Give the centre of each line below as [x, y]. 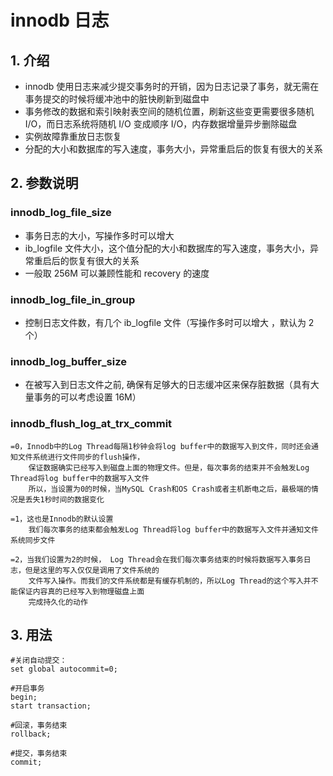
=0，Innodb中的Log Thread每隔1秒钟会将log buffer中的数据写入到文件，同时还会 [161, 446]
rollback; [31, 734]
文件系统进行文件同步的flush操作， [81, 457]
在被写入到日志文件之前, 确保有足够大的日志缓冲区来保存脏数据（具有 [167, 385]
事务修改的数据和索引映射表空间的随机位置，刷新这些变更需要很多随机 [169, 111]
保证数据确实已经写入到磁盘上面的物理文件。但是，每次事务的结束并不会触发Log [169, 467]
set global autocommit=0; [64, 669]
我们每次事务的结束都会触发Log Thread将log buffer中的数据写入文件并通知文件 [173, 529]
